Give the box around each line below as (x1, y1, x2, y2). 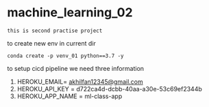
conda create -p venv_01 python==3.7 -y (7, 52, 125, 59)
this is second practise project (7, 27, 103, 34)
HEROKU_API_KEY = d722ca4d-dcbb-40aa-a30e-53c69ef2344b (16, 85, 202, 93)
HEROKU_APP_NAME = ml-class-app (16, 92, 123, 100)
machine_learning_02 (7, 5, 133, 20)
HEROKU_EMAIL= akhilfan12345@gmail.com (16, 77, 143, 86)
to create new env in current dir (7, 39, 96, 47)
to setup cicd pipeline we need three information (7, 64, 145, 72)
